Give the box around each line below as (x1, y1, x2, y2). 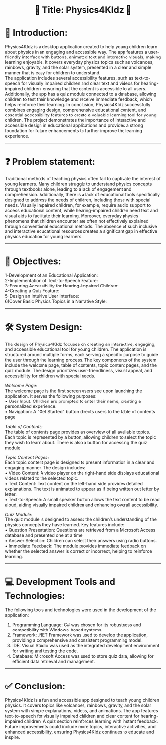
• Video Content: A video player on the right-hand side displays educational (5, 470, 160, 476)
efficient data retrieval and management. (12, 658, 95, 664)
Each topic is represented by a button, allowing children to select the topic (5, 434, 156, 440)
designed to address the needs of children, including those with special (5, 197, 151, 203)
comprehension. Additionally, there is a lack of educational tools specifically (5, 192, 160, 198)
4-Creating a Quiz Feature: (5, 288, 60, 294)
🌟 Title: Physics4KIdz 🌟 (34, 4, 132, 16)
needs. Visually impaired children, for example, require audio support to (5, 202, 151, 208)
